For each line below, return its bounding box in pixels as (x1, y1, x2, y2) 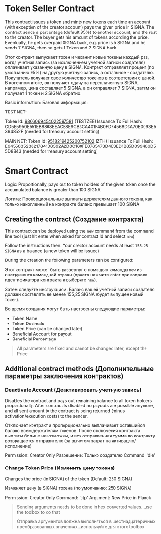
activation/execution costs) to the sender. (5, 413, 88, 419)
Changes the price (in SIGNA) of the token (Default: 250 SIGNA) (5, 476, 133, 482)
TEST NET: (5, 109, 27, 114)
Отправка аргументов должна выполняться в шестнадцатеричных (16, 518, 156, 524)
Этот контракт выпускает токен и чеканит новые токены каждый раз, (5, 54, 149, 60)
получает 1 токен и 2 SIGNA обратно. (5, 90, 81, 96)
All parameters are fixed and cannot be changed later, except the (16, 345, 147, 351)
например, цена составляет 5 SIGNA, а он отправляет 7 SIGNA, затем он (5, 85, 156, 91)
